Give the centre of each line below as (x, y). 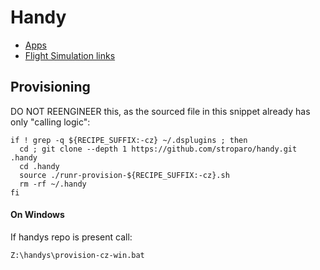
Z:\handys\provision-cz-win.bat (77, 255)
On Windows (37, 215)
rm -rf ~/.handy (53, 184)
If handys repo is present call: (71, 237)
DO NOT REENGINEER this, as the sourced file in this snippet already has (160, 111)
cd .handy (39, 166)
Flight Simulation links (70, 55)
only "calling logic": (50, 122)
